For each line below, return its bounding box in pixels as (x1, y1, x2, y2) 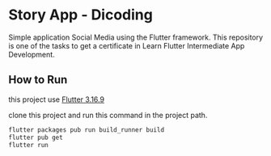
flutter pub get (8, 133, 63, 141)
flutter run (8, 141, 49, 149)
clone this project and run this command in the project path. (8, 110, 208, 120)
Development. (8, 49, 55, 59)
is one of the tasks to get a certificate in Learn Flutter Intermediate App (8, 40, 245, 50)
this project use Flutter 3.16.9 (8, 95, 105, 104)
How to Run (8, 73, 68, 86)
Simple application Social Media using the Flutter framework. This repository (8, 32, 264, 42)
